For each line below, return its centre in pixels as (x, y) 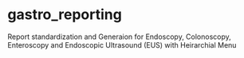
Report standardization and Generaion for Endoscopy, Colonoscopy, (120, 37)
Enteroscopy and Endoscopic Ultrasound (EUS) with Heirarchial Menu (122, 44)
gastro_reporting (65, 15)
